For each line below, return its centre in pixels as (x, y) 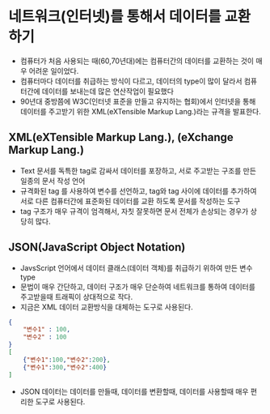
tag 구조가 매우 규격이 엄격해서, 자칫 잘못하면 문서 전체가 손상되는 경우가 (134, 211)
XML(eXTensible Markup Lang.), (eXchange (121, 137)
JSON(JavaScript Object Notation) (97, 248)
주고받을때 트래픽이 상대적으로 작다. (76, 297)
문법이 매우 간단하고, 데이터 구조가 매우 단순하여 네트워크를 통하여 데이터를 (138, 286)
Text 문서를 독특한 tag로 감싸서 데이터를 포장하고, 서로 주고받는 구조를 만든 (138, 170)
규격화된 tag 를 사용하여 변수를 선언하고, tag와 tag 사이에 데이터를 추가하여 (138, 190)
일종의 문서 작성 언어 (53, 181)
